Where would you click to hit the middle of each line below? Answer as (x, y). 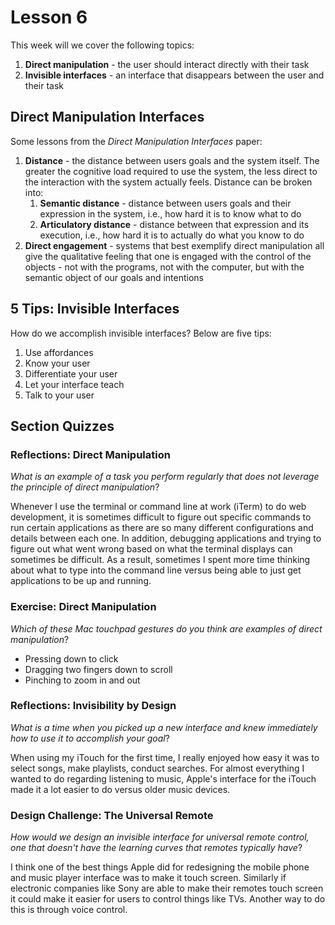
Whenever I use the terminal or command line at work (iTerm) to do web (158, 507)
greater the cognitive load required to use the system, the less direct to (171, 171)
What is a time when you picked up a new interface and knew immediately (164, 727)
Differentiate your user (71, 373)
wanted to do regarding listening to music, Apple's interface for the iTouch (163, 778)
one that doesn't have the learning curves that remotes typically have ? (156, 848)
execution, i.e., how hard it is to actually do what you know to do (172, 235)
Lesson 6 (49, 17)
